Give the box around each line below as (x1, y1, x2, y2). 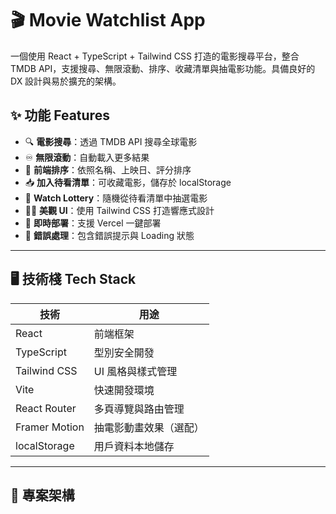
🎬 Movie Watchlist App (10, 9, 206, 32)
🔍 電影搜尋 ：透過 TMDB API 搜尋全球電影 (24, 135, 198, 147)
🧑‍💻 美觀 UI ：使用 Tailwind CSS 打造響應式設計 (24, 204, 215, 216)
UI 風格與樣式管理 (93, 364, 178, 378)
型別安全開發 (93, 345, 155, 359)
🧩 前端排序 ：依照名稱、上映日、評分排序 (24, 163, 192, 176)
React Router (15, 401, 77, 415)
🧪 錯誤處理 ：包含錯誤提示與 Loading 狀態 (24, 229, 195, 241)
